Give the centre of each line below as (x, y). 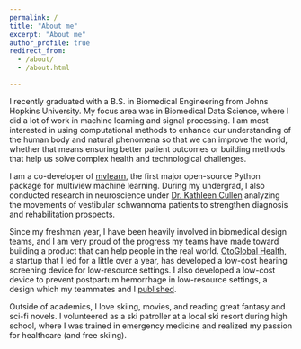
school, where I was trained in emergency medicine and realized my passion (151, 326)
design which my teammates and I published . (93, 289)
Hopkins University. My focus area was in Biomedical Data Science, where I (149, 111)
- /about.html (44, 68)
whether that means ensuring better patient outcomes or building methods (147, 148)
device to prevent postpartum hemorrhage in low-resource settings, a (138, 279)
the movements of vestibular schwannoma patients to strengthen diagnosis (149, 204)
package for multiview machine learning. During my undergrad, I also (137, 185)
